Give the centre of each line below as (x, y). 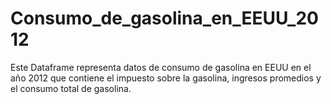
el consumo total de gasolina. (71, 88)
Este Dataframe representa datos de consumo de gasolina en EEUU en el (161, 67)
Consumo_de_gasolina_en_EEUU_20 (164, 18)
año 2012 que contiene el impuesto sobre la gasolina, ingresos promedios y (166, 78)
